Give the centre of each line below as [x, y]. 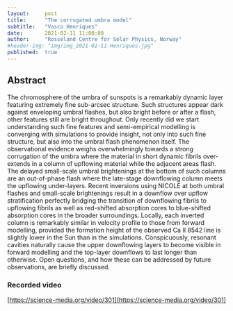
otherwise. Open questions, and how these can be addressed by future [109, 259]
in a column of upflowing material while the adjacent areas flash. [124, 163]
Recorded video [34, 285]
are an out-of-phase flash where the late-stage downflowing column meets [115, 178]
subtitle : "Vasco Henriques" [53, 26]
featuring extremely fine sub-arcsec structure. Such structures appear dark [115, 104]
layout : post [32, 14]
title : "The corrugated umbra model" [70, 20]
